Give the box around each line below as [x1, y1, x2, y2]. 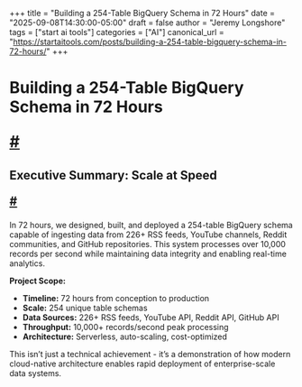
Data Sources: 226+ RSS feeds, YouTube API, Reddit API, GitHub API [22, 311, 279, 323]
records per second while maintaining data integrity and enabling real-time [9, 248, 287, 259]
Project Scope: [9, 275, 66, 286]
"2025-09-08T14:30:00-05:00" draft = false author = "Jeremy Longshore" [9, 17, 286, 28]
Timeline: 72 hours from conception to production [22, 292, 210, 303]
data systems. [9, 367, 61, 378]
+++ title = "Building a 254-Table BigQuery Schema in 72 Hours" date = [9, 8, 275, 18]
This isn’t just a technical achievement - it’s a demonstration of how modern [9, 348, 291, 359]
